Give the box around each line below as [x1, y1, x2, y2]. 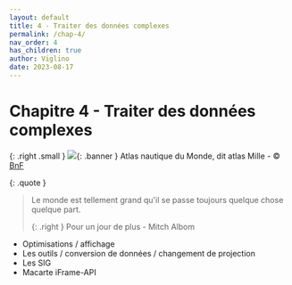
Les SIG [21, 257, 52, 268]
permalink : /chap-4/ [9, 29, 87, 38]
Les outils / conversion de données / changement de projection [21, 248, 256, 258]
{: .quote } [9, 177, 46, 188]
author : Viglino [9, 54, 70, 63]
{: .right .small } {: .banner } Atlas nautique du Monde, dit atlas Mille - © [9, 151, 280, 161]
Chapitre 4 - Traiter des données [9, 102, 256, 121]
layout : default [9, 12, 70, 22]
